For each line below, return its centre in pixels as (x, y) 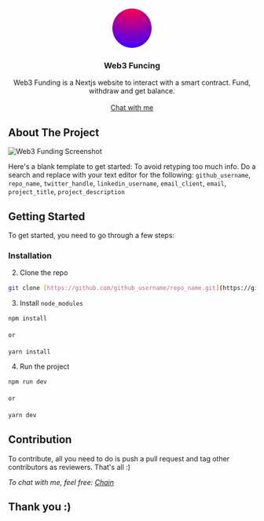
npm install (27, 319)
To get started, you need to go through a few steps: (92, 235)
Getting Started (47, 216)
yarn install (29, 352)
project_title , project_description (67, 192)
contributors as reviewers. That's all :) (70, 467)
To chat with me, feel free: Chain (61, 482)
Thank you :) (40, 507)
